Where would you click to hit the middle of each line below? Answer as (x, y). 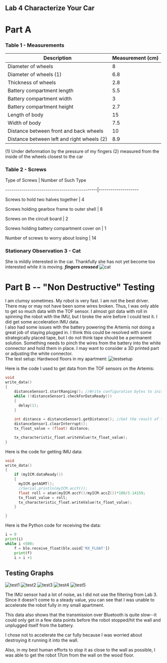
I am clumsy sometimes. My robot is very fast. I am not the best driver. (77, 301)
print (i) (14, 539)
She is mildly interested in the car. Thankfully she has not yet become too (80, 262)
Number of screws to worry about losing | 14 (51, 238)
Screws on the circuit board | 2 (37, 219)
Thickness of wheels (32, 83)
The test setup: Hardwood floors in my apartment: (56, 359)
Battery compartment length (41, 90)
